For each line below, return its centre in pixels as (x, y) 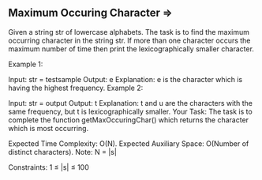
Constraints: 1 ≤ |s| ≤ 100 (49, 167)
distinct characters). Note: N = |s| (62, 152)
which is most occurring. (49, 128)
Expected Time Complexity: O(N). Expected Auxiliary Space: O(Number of (129, 143)
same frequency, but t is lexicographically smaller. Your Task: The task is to (130, 111)
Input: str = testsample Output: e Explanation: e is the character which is (125, 79)
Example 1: (26, 64)
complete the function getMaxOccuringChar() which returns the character (129, 120)
